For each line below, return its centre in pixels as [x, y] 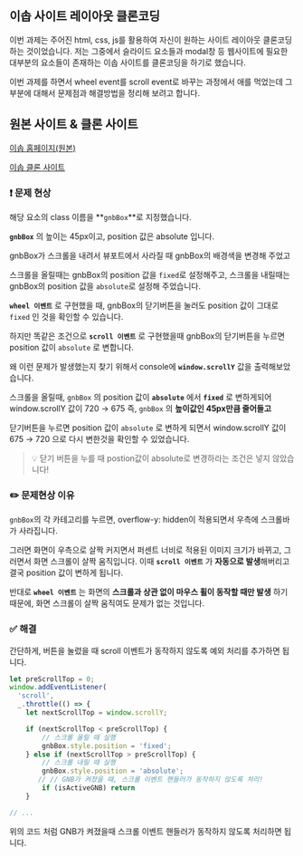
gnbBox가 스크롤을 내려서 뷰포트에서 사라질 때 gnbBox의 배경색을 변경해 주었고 [150, 255]
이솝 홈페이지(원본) [43, 148]
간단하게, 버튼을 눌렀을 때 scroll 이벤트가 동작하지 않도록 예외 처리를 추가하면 [145, 650]
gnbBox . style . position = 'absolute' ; [113, 771]
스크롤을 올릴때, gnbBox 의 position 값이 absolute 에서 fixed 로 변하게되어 [141, 397]
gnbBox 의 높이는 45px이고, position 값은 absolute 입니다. [112, 236]
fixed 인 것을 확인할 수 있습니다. [66, 316]
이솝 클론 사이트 [38, 167]
